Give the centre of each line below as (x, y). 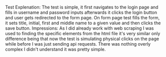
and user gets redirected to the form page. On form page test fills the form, (82, 18)
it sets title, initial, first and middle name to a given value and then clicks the (83, 23)
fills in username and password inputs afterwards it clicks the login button (81, 12)
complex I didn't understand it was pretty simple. (55, 49)
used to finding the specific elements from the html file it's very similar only (83, 33)
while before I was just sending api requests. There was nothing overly (78, 44)
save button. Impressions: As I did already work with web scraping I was (79, 28)
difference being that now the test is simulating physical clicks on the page (82, 39)
